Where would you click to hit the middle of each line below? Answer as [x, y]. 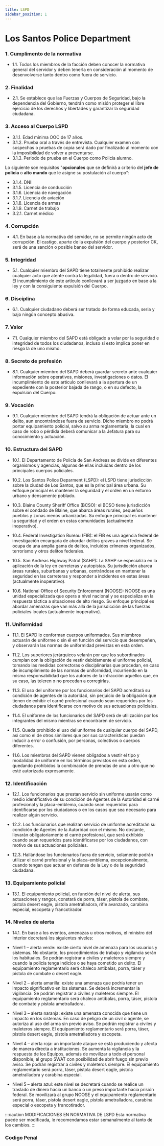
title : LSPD [17, 10]
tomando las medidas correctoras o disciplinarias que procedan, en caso [86, 665]
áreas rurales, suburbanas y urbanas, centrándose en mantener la [79, 571]
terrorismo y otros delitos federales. [48, 551]
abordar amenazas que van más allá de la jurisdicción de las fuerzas [81, 606]
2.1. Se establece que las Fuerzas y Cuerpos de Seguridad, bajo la [79, 98]
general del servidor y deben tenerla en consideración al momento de [82, 70]
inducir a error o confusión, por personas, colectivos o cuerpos [76, 740]
